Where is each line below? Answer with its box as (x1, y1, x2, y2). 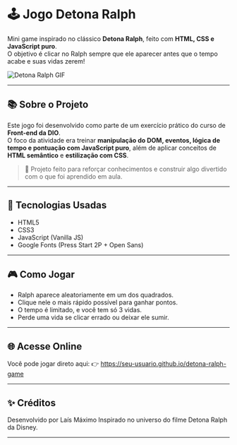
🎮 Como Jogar (7, 268, 75, 280)
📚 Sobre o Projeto (7, 99, 89, 111)
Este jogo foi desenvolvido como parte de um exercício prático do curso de (7, 121, 226, 129)
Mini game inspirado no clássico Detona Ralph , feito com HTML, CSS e (7, 34, 214, 43)
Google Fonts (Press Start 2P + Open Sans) (17, 240, 144, 249)
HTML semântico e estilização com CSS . (7, 150, 129, 160)
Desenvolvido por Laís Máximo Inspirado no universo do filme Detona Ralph (7, 415, 228, 424)
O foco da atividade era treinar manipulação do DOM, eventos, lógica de (7, 136, 221, 144)
